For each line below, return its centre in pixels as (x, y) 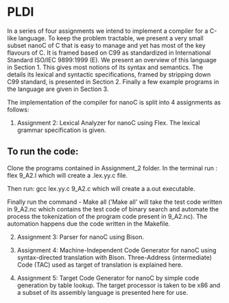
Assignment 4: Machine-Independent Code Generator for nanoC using (117, 250)
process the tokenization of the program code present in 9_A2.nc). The (107, 216)
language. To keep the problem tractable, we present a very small (111, 38)
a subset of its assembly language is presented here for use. (103, 292)
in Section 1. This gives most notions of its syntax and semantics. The (105, 67)
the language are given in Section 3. (58, 89)
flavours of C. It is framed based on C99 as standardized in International (109, 53)
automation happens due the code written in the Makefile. (89, 224)
